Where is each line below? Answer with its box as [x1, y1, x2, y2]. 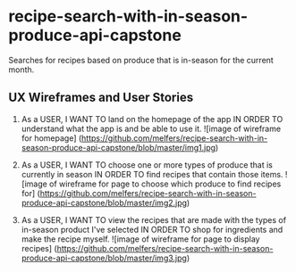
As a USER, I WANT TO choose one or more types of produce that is [21, 159, 274, 170]
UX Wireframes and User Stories [8, 90, 194, 105]
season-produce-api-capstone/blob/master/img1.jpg [21, 142, 216, 152]
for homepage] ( [21, 132, 82, 144]
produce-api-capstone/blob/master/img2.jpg [21, 197, 188, 208]
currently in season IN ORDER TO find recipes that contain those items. [21, 169, 283, 179]
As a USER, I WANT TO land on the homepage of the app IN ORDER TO [21, 113, 283, 124]
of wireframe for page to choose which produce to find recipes [49, 178, 282, 189]
